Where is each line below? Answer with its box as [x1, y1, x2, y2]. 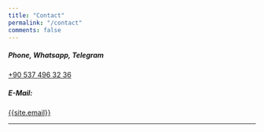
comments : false [8, 26, 61, 34]
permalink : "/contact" [8, 19, 82, 27]
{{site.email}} [8, 108, 51, 118]
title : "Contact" [8, 11, 65, 20]
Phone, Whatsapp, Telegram [8, 50, 104, 60]
